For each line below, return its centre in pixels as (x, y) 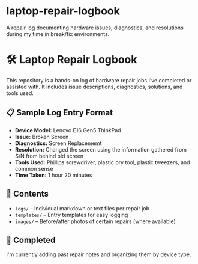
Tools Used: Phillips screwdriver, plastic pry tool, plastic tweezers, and (102, 162)
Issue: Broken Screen (42, 137)
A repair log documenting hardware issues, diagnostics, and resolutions (95, 28)
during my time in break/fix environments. (58, 34)
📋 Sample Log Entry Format (59, 113)
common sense (34, 168)
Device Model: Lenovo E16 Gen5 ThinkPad (68, 130)
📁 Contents (28, 194)
